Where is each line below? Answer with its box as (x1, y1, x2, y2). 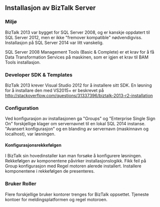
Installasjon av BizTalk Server (5, 4, 96, 12)
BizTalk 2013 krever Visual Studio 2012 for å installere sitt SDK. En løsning (5, 82, 152, 88)
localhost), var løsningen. (5, 131, 56, 137)
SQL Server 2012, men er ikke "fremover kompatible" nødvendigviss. (5, 34, 143, 40)
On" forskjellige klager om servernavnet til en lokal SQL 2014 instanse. (5, 121, 146, 127)
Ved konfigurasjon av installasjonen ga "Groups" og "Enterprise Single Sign (5, 116, 156, 121)
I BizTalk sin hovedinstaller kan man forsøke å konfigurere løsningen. (5, 153, 142, 159)
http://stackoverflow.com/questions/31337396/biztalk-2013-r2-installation (5, 92, 153, 98)
